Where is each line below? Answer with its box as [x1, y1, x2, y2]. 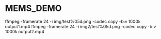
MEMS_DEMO [5, 3, 62, 14]
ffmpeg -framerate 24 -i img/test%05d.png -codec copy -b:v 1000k [5, 19, 141, 24]
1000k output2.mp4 [5, 29, 45, 34]
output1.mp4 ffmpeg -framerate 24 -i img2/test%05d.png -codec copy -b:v [5, 23, 156, 29]
